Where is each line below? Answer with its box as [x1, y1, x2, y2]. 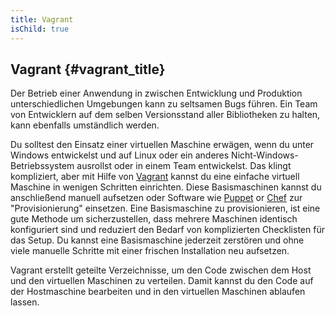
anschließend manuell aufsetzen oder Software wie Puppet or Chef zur [10, 192, 303, 204]
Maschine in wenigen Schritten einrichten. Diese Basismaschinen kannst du [10, 181, 322, 193]
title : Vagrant [10, 14, 74, 25]
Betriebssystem [10, 160, 75, 172]
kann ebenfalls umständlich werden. [10, 119, 160, 131]
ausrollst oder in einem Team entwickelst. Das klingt [76, 160, 292, 172]
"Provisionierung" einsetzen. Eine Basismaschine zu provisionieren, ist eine [10, 202, 321, 215]
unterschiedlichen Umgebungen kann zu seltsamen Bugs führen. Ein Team [10, 98, 318, 110]
